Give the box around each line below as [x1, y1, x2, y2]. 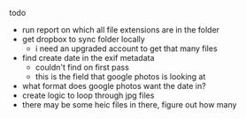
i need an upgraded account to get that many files [35, 43, 219, 54]
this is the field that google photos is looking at [35, 71, 206, 82]
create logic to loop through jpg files [21, 90, 155, 100]
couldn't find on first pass [35, 62, 130, 72]
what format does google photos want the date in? [21, 81, 206, 91]
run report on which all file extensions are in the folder [21, 25, 219, 34]
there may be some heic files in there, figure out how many [21, 100, 237, 109]
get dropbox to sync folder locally [21, 34, 146, 44]
